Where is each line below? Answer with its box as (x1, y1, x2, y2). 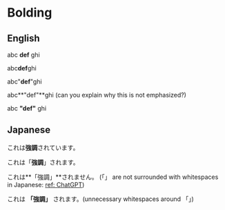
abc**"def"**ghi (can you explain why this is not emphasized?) (7, 91, 186, 99)
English (7, 32, 40, 44)
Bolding (7, 5, 52, 21)
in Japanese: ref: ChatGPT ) (7, 180, 85, 189)
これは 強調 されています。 (7, 143, 79, 151)
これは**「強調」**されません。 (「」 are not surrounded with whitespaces (7, 173, 219, 181)
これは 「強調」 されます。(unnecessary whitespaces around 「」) (7, 195, 195, 203)
